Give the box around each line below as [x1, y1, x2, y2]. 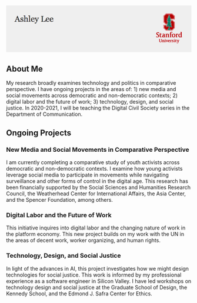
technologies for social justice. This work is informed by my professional [6, 271, 182, 278]
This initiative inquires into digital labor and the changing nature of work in [6, 224, 186, 231]
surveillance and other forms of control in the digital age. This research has [6, 177, 188, 184]
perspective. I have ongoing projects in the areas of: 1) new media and [6, 86, 176, 93]
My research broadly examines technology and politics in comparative [6, 79, 176, 86]
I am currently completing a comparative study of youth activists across [6, 158, 180, 166]
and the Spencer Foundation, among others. [6, 196, 113, 203]
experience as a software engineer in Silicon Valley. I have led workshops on [6, 277, 192, 284]
